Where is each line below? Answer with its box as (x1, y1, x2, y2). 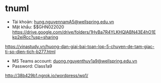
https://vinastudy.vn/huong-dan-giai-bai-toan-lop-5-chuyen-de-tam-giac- (5, 43, 155, 49)
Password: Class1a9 (12, 63, 52, 69)
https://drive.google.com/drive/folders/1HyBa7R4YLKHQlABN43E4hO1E (12, 29, 156, 35)
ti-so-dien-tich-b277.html (5, 49, 56, 55)
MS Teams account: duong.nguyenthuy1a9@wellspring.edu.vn (12, 58, 137, 64)
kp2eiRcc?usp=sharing (12, 34, 58, 40)
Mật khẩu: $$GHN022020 (12, 24, 64, 29)
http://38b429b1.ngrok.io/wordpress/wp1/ (5, 72, 89, 78)
